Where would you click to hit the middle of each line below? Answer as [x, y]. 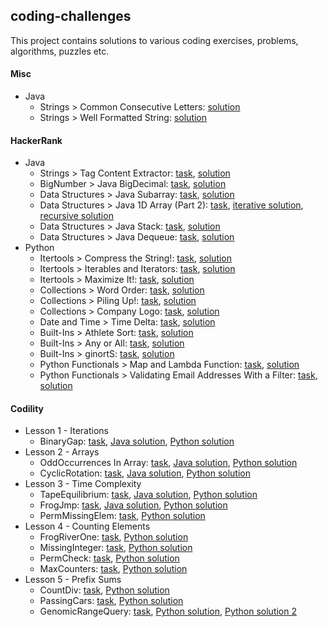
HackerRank [36, 140]
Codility [27, 408]
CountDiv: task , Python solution [104, 590]
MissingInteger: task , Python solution [116, 548]
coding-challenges [71, 16]
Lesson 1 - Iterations [66, 431]
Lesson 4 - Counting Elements [87, 526]
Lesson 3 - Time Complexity [83, 484]
